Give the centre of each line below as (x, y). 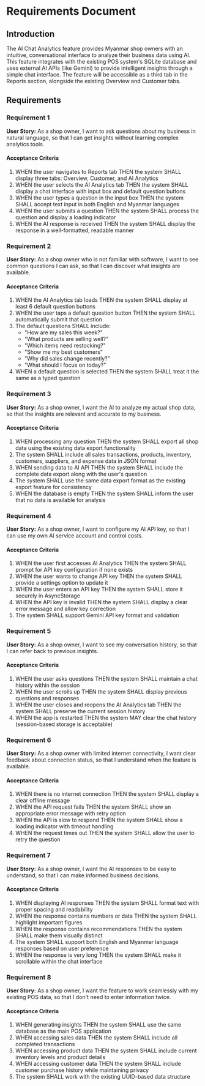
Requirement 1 (28, 118)
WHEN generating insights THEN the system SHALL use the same (98, 1025)
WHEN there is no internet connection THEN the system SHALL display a (107, 794)
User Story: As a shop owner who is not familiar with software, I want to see (102, 260)
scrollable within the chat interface (59, 961)
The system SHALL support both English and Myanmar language (97, 942)
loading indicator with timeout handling (64, 826)
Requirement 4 (29, 515)
